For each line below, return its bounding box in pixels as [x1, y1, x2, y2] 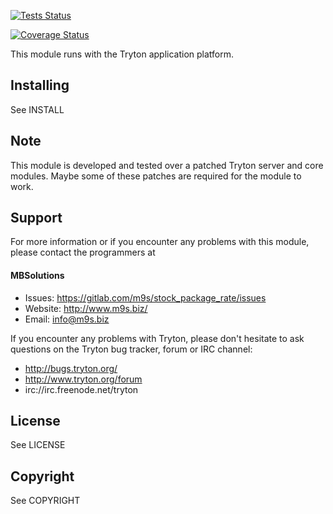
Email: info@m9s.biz [24, 313, 110, 325]
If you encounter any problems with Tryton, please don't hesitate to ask [10, 332, 305, 344]
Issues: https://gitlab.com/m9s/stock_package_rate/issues [24, 291, 267, 304]
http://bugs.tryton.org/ [24, 362, 118, 374]
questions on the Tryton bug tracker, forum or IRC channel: [10, 343, 253, 355]
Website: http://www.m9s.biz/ [24, 302, 148, 314]
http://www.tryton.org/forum [24, 373, 143, 385]
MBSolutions [10, 270, 65, 282]
